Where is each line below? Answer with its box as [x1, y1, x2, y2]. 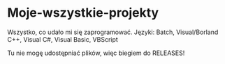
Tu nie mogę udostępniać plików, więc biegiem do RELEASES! [7, 49, 185, 57]
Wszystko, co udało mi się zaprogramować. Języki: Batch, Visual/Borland [7, 28, 219, 36]
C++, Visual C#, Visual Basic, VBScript [7, 35, 119, 43]
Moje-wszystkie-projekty [7, 5, 159, 21]
